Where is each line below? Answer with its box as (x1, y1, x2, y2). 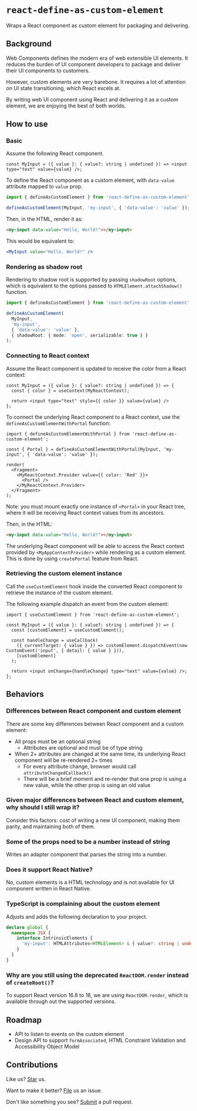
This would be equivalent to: (6, 238, 74, 245)
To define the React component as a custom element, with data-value (6, 177, 175, 184)
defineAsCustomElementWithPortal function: (6, 419, 111, 426)
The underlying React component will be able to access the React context (6, 542, 185, 550)
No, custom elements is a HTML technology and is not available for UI (6, 879, 175, 886)
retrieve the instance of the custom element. (6, 589, 113, 596)
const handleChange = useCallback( (11, 637, 98, 643)
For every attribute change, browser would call (23, 763, 137, 770)
